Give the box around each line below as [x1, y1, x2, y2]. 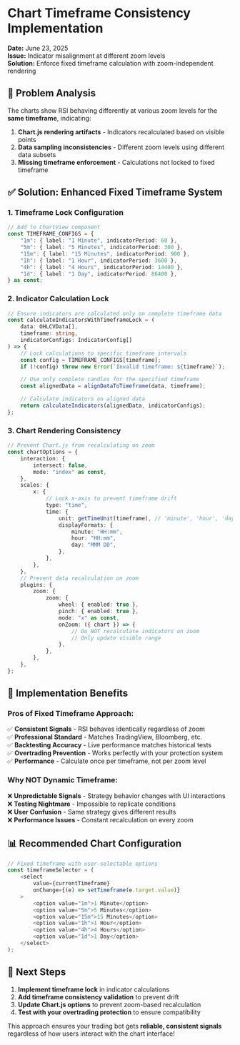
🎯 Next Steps [7, 966, 66, 979]
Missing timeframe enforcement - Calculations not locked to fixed [17, 158, 216, 166]
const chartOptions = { [7, 448, 79, 456]
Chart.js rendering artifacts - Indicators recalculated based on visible [17, 127, 225, 136]
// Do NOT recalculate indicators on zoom [71, 627, 200, 635]
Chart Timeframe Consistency [7, 5, 191, 21]
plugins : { [20, 581, 53, 588]
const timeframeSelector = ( [7, 867, 94, 874]
